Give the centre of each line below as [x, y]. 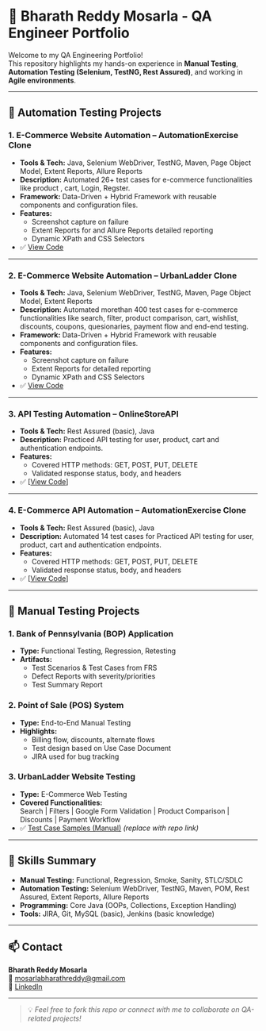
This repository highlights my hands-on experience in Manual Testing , [123, 63]
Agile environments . [42, 80]
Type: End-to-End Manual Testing [75, 722]
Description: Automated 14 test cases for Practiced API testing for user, [137, 536]
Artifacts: [36, 660]
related [39, 1018]
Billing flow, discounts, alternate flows [93, 739]
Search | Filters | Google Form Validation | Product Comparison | [124, 811]
